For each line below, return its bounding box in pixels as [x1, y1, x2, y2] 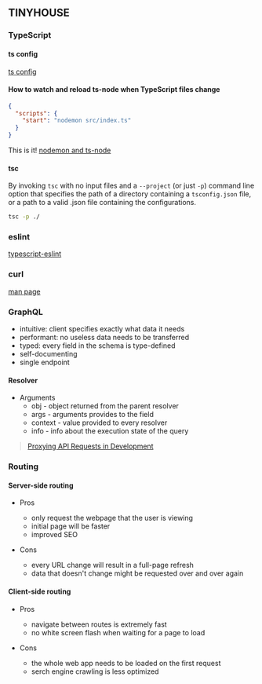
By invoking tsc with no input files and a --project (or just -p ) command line [8, 181, 255, 191]
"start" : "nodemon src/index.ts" [22, 117, 132, 125]
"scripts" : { [15, 109, 58, 117]
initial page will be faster [31, 521, 111, 531]
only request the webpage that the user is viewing [31, 514, 194, 523]
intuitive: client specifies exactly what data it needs [19, 324, 185, 334]
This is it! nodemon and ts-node [8, 145, 111, 155]
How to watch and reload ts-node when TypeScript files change [8, 85, 220, 94]
